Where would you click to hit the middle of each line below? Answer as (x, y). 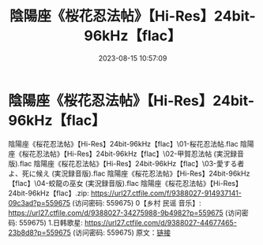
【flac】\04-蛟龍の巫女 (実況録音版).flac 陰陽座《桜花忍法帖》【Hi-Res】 (125, 183)
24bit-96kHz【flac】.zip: (49, 193)
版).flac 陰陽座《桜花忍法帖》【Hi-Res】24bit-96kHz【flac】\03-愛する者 (126, 163)
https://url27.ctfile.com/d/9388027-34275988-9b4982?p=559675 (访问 (125, 213)
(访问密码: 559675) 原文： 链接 (122, 232)
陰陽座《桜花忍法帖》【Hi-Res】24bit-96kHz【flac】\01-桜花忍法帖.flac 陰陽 (131, 143)
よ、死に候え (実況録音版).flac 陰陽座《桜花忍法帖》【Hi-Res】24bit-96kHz (129, 173)
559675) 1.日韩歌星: (51, 222)
